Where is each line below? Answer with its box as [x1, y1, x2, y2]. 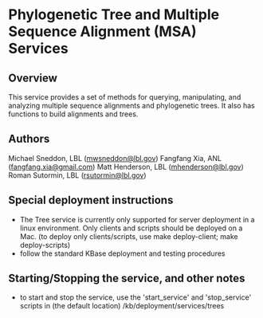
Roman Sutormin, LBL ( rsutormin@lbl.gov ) [8, 170, 147, 180]
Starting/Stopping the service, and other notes [8, 272, 245, 285]
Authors [8, 132, 50, 146]
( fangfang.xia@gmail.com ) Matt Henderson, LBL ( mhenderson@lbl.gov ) [8, 162, 245, 171]
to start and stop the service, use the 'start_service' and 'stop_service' [19, 292, 252, 302]
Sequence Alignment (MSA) [8, 22, 197, 41]
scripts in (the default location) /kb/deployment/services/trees [19, 301, 225, 311]
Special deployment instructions [8, 194, 174, 207]
